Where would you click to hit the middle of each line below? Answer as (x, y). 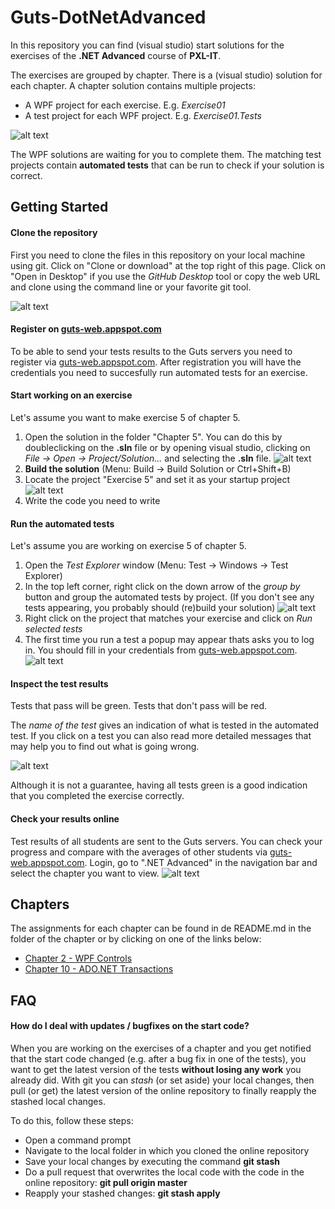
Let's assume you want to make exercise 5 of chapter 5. (125, 417)
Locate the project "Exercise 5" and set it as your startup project (157, 479)
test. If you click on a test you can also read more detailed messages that (161, 736)
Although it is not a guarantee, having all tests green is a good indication (159, 785)
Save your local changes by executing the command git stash (152, 1161)
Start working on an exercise (71, 395)
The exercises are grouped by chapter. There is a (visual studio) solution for (166, 75)
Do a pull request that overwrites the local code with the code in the (164, 1172)
